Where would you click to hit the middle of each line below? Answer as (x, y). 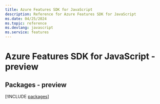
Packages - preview (36, 85)
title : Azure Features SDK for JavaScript (49, 10)
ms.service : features (27, 32)
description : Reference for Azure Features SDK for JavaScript (71, 14)
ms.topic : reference (26, 23)
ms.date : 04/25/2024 (26, 19)
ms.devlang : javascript (29, 28)
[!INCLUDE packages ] (27, 96)
